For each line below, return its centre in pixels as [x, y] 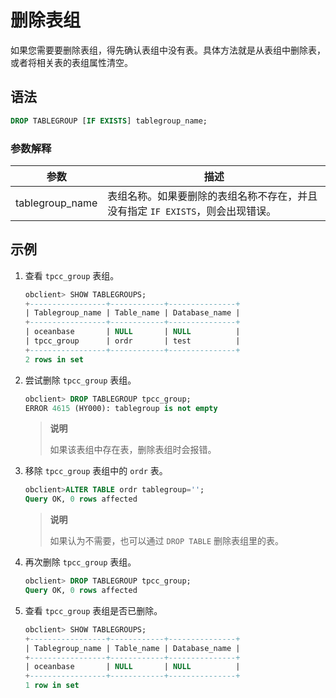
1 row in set [52, 686]
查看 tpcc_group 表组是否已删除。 [93, 610]
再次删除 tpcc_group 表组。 [80, 562]
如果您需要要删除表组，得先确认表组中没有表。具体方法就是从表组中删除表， [168, 50]
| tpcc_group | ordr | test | [132, 341]
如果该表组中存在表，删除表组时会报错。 [133, 450]
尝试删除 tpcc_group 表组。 [80, 380]
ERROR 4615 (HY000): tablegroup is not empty [121, 408]
